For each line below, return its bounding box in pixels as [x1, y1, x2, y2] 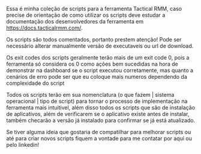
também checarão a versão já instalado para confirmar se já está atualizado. [6, 117, 196, 124]
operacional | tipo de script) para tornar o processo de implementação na [6, 97, 188, 105]
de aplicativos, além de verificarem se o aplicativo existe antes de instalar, [6, 111, 190, 117]
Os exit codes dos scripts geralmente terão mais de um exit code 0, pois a [6, 54, 190, 61]
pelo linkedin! [6, 141, 40, 148]
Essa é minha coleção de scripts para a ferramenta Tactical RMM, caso [6, 5, 182, 12]
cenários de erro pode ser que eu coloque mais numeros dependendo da [6, 73, 188, 80]
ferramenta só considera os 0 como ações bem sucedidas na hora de [6, 60, 178, 67]
